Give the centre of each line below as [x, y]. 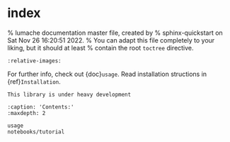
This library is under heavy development [69, 94]
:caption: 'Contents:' [41, 107]
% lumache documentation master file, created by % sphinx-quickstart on [115, 33]
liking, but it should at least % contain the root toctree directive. [100, 48]
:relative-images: [34, 61]
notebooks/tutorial [36, 132]
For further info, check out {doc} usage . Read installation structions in [107, 74]
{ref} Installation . [34, 81]
